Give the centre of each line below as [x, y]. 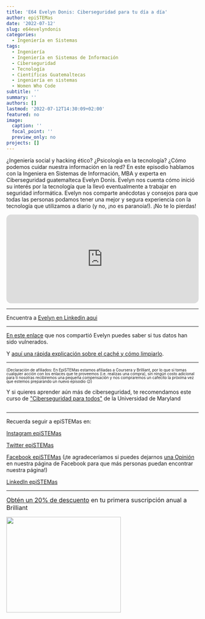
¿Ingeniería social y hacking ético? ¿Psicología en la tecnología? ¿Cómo [96, 160]
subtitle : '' [23, 92]
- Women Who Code [34, 86]
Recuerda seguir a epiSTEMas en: [49, 421]
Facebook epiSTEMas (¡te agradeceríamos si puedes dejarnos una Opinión [100, 457]
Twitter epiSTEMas [30, 445]
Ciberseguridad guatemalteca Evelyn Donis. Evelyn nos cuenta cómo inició [101, 180]
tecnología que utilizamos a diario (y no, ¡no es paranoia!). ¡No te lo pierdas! [101, 206]
